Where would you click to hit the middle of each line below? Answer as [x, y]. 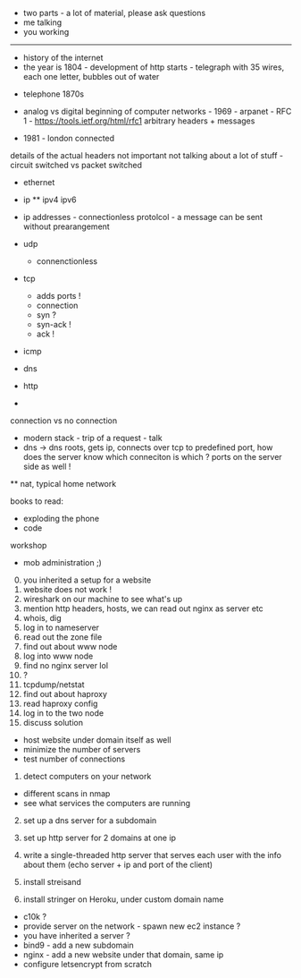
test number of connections [74, 759]
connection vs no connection [64, 421]
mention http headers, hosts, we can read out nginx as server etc [143, 608]
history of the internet [63, 58]
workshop [29, 545]
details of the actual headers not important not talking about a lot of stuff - [147, 155]
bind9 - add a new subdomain [78, 945]
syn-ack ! [54, 324]
